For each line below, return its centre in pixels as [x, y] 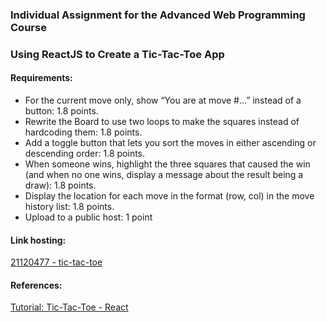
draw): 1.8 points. [60, 185]
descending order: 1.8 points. [85, 154]
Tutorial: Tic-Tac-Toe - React [69, 307]
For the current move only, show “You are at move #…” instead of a [163, 100]
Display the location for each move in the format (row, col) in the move [169, 196]
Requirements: [41, 78]
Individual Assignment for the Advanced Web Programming [158, 15]
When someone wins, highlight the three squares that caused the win [167, 164]
